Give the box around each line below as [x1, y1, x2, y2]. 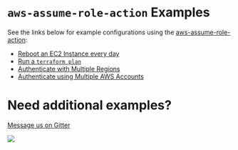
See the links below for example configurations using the [7, 28, 175, 36]
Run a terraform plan [17, 56, 82, 65]
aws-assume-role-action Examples [7, 4, 210, 21]
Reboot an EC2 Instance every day [17, 49, 120, 58]
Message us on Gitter [7, 121, 71, 129]
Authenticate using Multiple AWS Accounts [17, 72, 144, 81]
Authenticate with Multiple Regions [17, 64, 120, 73]
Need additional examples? [7, 97, 172, 114]
